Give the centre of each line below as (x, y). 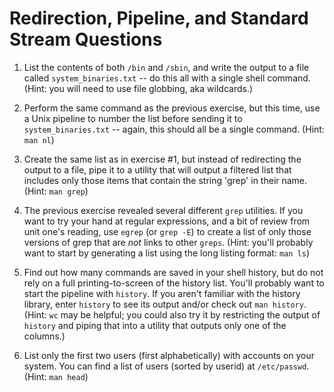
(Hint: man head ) (56, 376)
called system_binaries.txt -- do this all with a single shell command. (167, 78)
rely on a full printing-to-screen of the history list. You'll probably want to (174, 283)
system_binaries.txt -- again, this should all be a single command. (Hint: (174, 129)
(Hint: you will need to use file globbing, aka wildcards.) (138, 88)
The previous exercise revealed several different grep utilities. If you (163, 210)
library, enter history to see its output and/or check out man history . (165, 304)
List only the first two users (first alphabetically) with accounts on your (169, 355)
